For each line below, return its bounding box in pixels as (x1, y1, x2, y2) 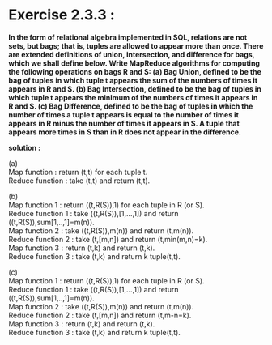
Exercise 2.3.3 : (8, 6, 115, 24)
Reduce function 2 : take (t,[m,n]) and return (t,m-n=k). (8, 310, 192, 320)
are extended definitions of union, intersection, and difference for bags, (8, 49, 255, 59)
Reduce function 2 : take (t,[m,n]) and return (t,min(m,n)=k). (8, 234, 208, 244)
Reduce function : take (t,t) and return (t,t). (8, 176, 151, 185)
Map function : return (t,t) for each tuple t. (8, 167, 148, 177)
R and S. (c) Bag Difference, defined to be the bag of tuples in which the (8, 101, 253, 111)
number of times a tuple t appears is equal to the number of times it (8, 109, 239, 119)
